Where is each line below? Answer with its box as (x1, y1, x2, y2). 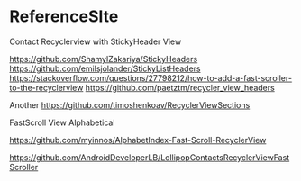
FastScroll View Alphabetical (9, 117, 115, 128)
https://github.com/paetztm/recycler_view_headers (85, 82, 275, 93)
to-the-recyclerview (9, 82, 84, 93)
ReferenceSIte (9, 6, 119, 27)
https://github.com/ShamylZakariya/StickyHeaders (9, 53, 198, 64)
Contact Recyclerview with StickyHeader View (9, 36, 182, 47)
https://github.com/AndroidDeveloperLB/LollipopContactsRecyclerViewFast (9, 151, 290, 163)
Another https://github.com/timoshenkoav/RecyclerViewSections (9, 99, 251, 110)
